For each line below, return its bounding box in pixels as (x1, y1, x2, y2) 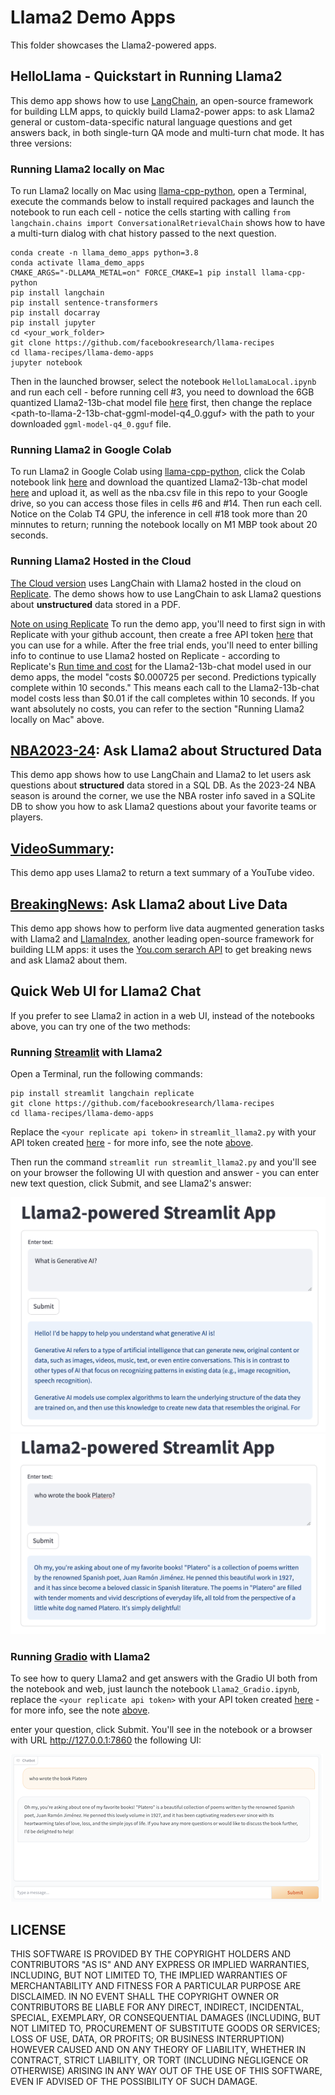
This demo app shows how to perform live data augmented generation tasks (10, 922, 325, 935)
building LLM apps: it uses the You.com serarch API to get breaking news (10, 944, 312, 956)
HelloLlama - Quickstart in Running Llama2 (10, 68, 283, 85)
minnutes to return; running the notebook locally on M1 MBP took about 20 (10, 519, 318, 531)
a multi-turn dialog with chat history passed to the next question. (10, 227, 277, 240)
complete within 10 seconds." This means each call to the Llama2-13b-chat (10, 681, 320, 693)
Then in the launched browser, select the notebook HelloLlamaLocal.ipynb (10, 376, 317, 388)
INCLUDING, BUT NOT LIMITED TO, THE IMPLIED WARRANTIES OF (10, 1969, 288, 1981)
